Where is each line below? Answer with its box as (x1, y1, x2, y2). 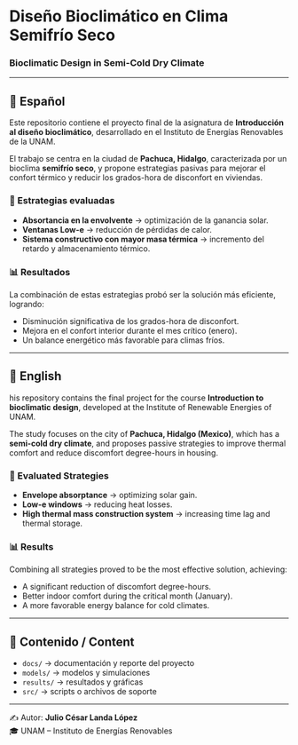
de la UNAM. (9, 136, 56, 147)
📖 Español (9, 93, 66, 108)
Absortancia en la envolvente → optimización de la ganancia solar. (21, 215, 269, 226)
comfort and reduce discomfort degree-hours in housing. (9, 447, 219, 458)
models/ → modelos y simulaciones (21, 668, 151, 678)
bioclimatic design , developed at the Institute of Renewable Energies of (9, 401, 272, 412)
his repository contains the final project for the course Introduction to (9, 392, 264, 403)
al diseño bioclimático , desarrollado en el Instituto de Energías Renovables (9, 127, 284, 138)
